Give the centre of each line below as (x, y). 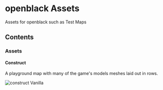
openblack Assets (42, 9)
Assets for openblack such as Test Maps (46, 22)
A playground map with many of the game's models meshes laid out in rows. (81, 73)
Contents (19, 37)
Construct (16, 63)
